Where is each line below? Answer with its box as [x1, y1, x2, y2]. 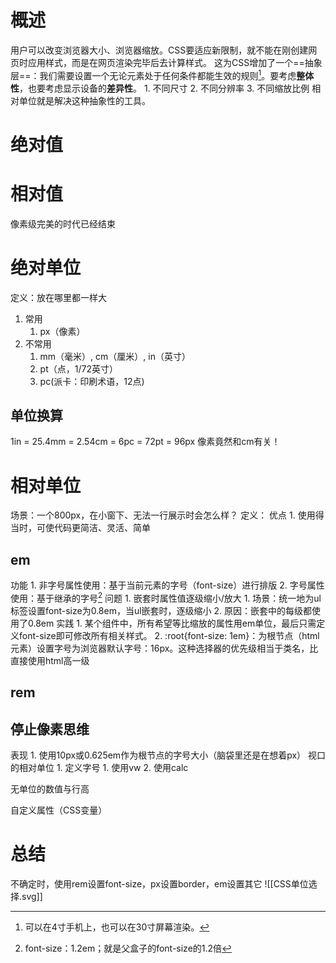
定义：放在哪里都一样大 [10, 291, 107, 303]
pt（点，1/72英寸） [39, 362, 118, 375]
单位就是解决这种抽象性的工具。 [18, 94, 151, 106]
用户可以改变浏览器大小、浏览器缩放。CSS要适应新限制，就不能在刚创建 [10, 44, 309, 56]
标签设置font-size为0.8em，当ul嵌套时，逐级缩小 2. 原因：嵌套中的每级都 [10, 604, 313, 616]
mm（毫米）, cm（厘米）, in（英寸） [39, 350, 191, 362]
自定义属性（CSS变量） [10, 804, 108, 816]
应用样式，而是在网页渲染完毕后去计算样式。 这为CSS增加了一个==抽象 [27, 56, 323, 68]
